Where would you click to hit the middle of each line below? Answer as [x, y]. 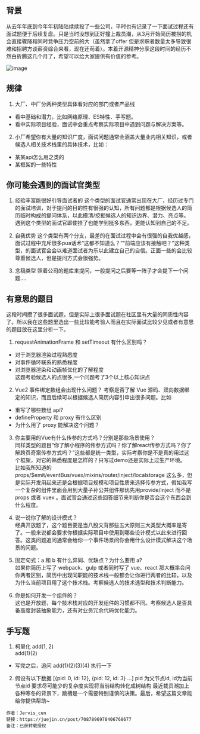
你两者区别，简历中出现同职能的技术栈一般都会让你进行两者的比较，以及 [103, 575]
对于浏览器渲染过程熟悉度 [46, 355]
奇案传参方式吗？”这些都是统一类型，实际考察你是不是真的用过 [107, 452]
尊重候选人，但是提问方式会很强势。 [59, 258]
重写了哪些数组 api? [39, 410]
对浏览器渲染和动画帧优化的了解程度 [59, 370]
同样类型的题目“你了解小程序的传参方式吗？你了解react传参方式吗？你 [100, 445]
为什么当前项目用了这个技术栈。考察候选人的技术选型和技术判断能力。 [101, 583]
